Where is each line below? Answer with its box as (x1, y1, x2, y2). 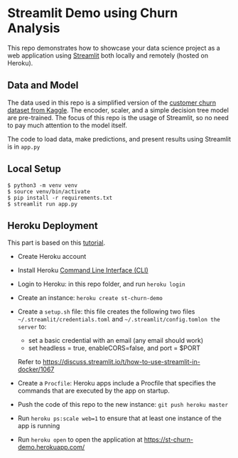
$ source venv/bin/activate (7, 188, 91, 195)
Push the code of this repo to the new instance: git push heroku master (17, 400, 229, 409)
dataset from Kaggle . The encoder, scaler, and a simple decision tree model (7, 105, 229, 114)
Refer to (17, 358, 41, 366)
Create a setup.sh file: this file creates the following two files (17, 307, 195, 316)
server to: (17, 322, 47, 331)
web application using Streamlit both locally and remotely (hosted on (7, 51, 208, 60)
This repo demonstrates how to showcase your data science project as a (7, 43, 220, 52)
